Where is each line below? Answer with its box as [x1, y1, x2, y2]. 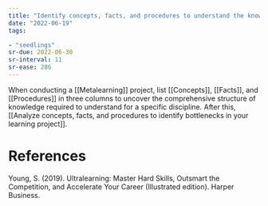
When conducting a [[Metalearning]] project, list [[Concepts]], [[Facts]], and [8, 85, 259, 94]
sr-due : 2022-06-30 [8, 49, 73, 57]
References [8, 147, 86, 165]
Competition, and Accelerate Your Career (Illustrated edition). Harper [8, 181, 235, 192]
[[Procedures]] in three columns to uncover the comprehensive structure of [8, 93, 257, 103]
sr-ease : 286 [8, 63, 52, 72]
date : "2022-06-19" [8, 19, 73, 27]
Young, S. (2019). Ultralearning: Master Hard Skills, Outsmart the [8, 173, 220, 183]
